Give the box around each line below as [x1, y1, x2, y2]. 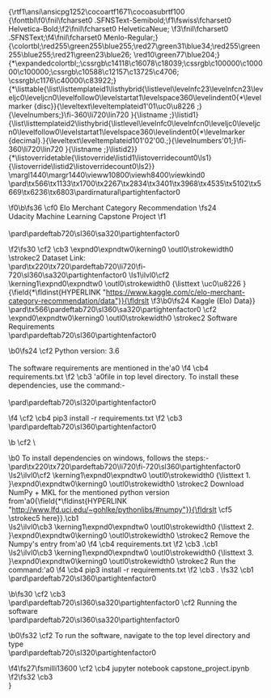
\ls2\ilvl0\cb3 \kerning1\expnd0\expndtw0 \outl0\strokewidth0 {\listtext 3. [8, 548, 254, 557]
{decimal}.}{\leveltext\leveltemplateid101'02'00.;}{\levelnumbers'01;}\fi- [8, 136, 247, 145]
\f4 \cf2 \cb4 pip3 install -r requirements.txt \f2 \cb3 [8, 413, 183, 423]
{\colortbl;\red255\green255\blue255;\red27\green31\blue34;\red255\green [8, 41, 260, 51]
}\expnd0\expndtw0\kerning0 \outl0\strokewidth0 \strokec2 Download [8, 479, 244, 489]
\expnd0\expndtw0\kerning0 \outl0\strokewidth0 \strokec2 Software [8, 313, 238, 323]
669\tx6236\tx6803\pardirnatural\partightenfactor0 [8, 188, 180, 197]
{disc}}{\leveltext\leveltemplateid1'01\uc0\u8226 [33, 101, 196, 111]
